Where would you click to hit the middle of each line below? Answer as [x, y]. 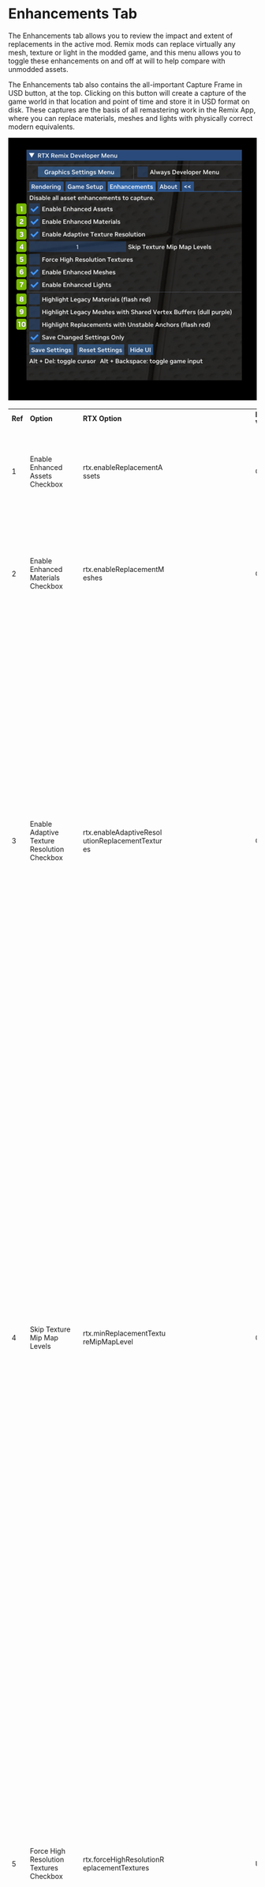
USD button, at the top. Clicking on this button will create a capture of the [127, 93]
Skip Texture [50, 1329]
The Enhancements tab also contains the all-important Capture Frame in [125, 85]
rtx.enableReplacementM [123, 570]
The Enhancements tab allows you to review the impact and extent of [121, 36]
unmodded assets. [38, 69]
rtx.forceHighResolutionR [123, 1859]
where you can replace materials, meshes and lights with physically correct [131, 118]
